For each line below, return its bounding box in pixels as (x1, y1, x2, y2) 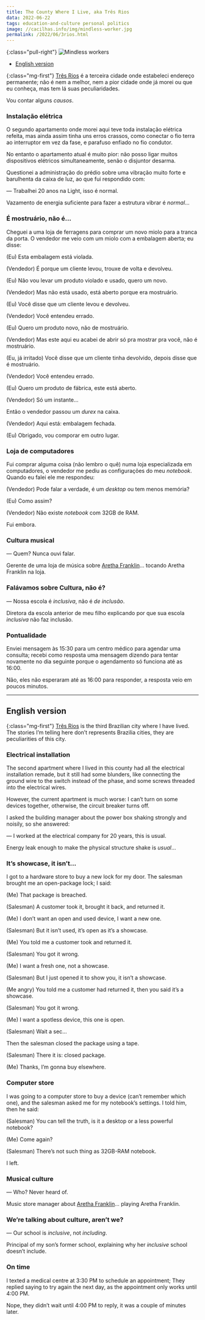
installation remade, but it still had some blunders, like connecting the (6, 771, 181, 778)
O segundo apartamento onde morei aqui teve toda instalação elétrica (6, 126, 182, 133)
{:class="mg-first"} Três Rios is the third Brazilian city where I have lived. (6, 722, 190, 729)
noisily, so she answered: (6, 820, 70, 828)
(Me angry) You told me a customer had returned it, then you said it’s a (6, 986, 184, 994)
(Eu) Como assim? (6, 497, 52, 505)
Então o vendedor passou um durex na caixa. (6, 408, 120, 415)
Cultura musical (6, 536, 55, 544)
